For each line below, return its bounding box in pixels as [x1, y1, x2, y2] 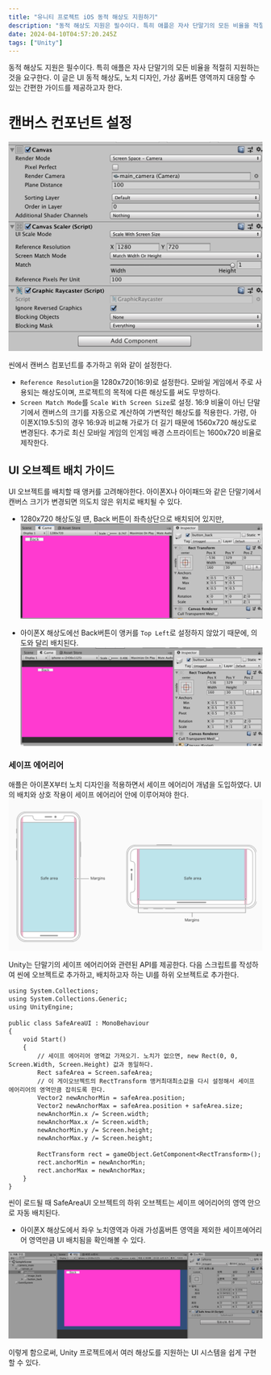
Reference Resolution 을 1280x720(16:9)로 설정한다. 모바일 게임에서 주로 [19, 378, 254, 387]
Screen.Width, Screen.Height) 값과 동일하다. [8, 1061, 154, 1069]
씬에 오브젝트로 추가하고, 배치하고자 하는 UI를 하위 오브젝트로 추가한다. [16, 970, 240, 980]
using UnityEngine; [8, 1003, 74, 1012]
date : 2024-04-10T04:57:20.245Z [8, 30, 117, 38]
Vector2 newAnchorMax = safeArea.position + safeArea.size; [37, 1102, 244, 1110]
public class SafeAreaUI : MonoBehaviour [8, 1019, 150, 1028]
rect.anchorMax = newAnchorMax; [37, 1167, 147, 1175]
